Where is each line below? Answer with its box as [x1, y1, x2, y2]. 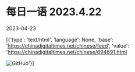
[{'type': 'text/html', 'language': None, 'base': [6, 36, 114, 43]
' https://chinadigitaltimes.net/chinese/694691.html [6, 48, 127, 55]
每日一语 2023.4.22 [6, 5, 102, 19]
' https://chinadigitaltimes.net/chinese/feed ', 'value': [6, 42, 130, 49]
